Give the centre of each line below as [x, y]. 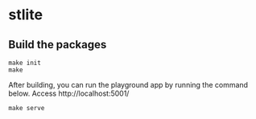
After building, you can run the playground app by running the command [128, 85]
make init [25, 63]
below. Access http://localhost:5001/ [69, 93]
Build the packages [58, 45]
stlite [25, 15]
